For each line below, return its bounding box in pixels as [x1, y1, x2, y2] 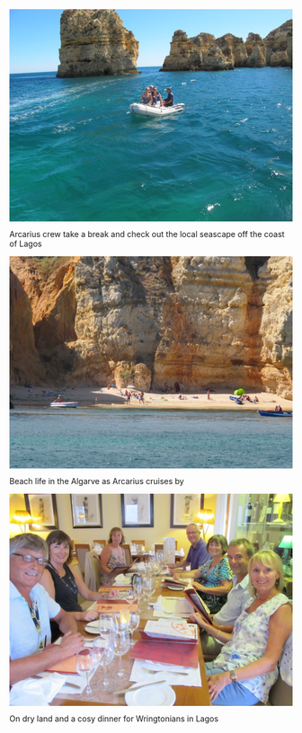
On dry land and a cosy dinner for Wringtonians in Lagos [9, 713, 218, 724]
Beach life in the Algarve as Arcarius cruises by [9, 476, 184, 486]
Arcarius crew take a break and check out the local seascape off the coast [9, 229, 285, 239]
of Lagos [9, 238, 42, 249]
